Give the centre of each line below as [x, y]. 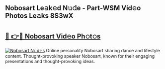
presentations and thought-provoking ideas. [50, 61]
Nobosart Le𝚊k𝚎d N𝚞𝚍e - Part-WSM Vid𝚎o [73, 8]
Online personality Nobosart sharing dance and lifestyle [103, 51]
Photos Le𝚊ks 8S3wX [39, 16]
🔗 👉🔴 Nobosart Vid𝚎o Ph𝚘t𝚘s [53, 36]
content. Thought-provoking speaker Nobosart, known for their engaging [80, 56]
